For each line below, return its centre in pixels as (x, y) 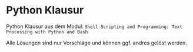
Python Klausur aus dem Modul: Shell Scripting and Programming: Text (94, 26)
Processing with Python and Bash (47, 32)
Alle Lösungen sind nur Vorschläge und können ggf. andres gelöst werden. (96, 43)
